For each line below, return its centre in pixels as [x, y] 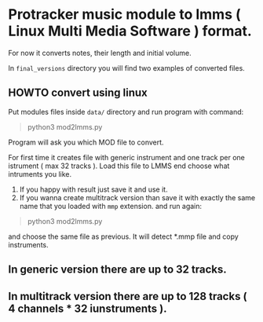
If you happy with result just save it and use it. [93, 189]
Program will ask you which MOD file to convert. [86, 142]
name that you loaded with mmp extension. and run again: [111, 206]
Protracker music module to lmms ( [124, 15]
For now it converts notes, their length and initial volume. [100, 53]
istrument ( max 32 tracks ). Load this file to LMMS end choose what [119, 166]
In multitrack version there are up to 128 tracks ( [128, 296]
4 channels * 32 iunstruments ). [88, 308]
